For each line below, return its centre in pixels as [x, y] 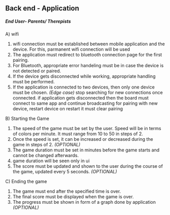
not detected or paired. [37, 71]
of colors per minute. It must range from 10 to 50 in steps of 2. [78, 134]
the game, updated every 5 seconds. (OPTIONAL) [65, 172]
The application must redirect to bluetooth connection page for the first [87, 55]
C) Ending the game [26, 181]
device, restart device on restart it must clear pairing [68, 109]
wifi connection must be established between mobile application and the [89, 44]
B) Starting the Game [27, 118]
